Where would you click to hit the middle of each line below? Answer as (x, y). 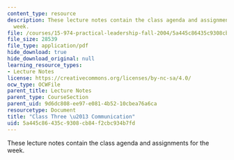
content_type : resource (42, 14)
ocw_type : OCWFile (34, 85)
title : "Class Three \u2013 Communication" (71, 116)
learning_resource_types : (45, 65)
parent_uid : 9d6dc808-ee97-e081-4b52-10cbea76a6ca (82, 104)
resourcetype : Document (42, 110)
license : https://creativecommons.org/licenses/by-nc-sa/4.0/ (99, 78)
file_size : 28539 (32, 39)
